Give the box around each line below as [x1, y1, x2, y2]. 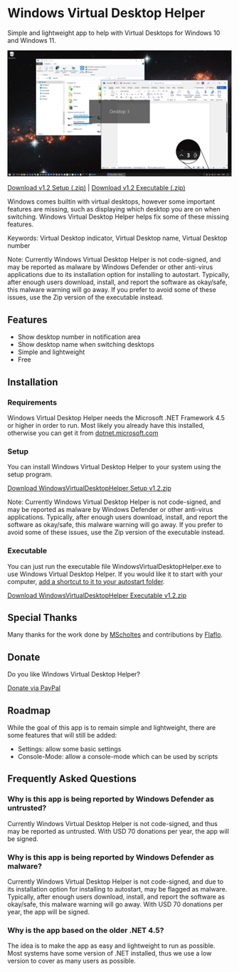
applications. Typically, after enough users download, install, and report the [7, 513, 228, 521]
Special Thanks [7, 611, 78, 624]
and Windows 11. [7, 36, 57, 44]
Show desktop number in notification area [17, 333, 141, 341]
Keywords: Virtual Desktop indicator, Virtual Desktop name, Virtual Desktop [7, 234, 228, 243]
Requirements [7, 397, 58, 407]
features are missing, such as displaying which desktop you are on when [7, 205, 221, 214]
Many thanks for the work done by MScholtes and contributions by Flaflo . [7, 630, 223, 639]
